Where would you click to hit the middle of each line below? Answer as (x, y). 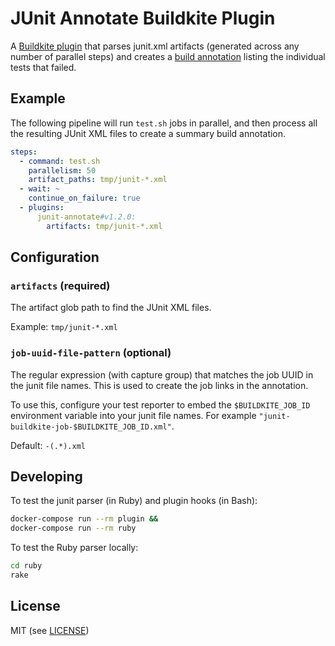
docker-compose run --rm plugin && (84, 519)
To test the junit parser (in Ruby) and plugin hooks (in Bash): (134, 501)
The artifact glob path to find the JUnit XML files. (111, 308)
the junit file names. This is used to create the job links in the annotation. (159, 385)
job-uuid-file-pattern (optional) (91, 353)
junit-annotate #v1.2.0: (86, 217)
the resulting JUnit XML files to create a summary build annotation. (148, 133)
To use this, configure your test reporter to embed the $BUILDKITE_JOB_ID (160, 404)
